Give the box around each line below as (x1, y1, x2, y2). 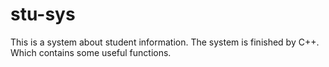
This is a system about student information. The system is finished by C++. (10, 36, 320, 48)
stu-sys (10, 3, 76, 26)
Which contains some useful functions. (10, 46, 172, 58)
